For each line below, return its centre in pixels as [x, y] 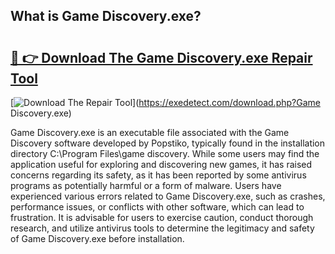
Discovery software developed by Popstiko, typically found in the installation [168, 143]
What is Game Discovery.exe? [106, 16]
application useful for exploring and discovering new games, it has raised [161, 164]
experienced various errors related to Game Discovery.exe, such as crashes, [168, 196]
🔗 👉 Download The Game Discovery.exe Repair [161, 57]
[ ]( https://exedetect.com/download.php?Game [165, 102]
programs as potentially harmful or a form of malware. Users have [146, 185]
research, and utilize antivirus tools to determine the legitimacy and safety [162, 228]
